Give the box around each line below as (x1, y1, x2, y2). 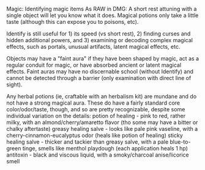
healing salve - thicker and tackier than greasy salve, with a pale (6, 138, 169, 146)
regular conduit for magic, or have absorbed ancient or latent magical (6, 61, 182, 68)
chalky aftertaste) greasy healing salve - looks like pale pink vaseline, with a (6, 125, 198, 132)
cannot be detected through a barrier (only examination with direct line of (6, 75, 192, 81)
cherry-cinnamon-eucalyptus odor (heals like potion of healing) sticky (6, 131, 184, 139)
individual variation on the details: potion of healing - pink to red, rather (6, 113, 186, 119)
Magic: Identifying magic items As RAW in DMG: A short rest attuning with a (6, 6, 197, 12)
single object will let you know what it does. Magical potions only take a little (6, 12, 199, 19)
